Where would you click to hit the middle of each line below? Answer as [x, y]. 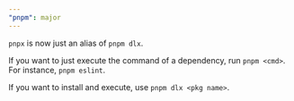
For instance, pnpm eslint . [57, 70]
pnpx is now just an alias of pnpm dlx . [76, 43]
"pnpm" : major [35, 17]
